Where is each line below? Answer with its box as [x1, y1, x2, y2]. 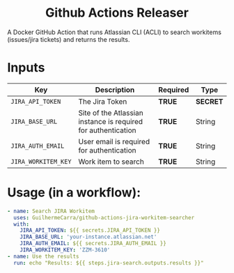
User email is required [78, 136, 150, 146]
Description [95, 85, 135, 95]
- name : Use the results [7, 253, 79, 260]
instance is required [78, 116, 143, 126]
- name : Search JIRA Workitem [7, 208, 95, 214]
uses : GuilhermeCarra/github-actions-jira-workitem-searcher [13, 214, 195, 221]
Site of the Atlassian [78, 108, 144, 118]
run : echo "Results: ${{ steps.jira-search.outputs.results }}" [13, 259, 204, 266]
